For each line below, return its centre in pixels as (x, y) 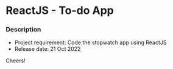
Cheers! (16, 61)
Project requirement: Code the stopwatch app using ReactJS (90, 42)
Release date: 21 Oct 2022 (48, 49)
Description (23, 30)
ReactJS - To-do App (60, 11)
